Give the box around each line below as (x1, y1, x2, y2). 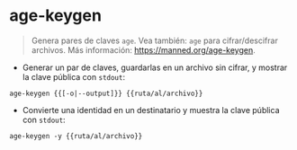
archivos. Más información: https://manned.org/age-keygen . (31, 44, 256, 55)
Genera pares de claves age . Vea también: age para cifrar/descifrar (31, 35, 279, 46)
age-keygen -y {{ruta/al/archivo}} (9, 131, 143, 140)
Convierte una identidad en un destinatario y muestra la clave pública (22, 104, 280, 115)
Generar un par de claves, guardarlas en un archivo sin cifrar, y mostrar (22, 62, 288, 73)
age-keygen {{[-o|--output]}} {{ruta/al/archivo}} (9, 89, 203, 98)
